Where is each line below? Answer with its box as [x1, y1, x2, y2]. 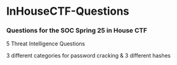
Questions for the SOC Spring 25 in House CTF [6, 26, 148, 35]
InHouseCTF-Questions [6, 4, 129, 18]
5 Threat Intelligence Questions [6, 40, 85, 47]
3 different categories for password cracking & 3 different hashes [6, 52, 171, 59]
